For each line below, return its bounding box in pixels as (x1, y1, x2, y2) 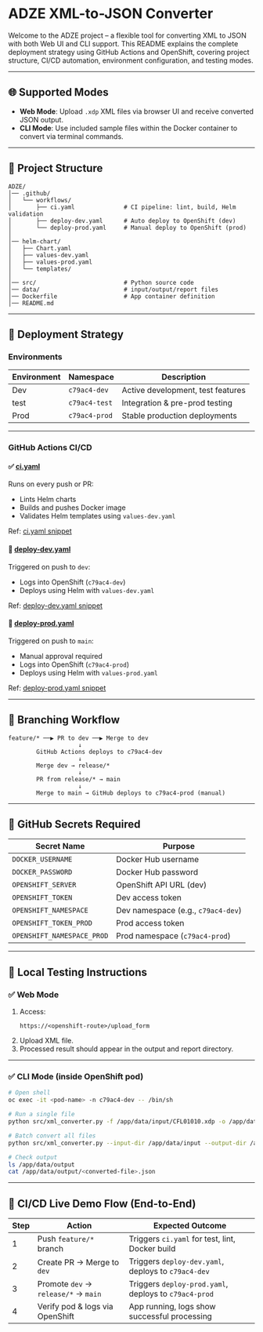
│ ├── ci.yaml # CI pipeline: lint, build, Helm (8, 203, 236, 211)
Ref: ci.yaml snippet (8, 526, 72, 536)
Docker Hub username (116, 854, 200, 865)
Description (161, 372, 206, 383)
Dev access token (116, 892, 182, 903)
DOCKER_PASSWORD (12, 868, 73, 877)
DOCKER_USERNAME (12, 855, 73, 864)
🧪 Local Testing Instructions (8, 966, 147, 979)
